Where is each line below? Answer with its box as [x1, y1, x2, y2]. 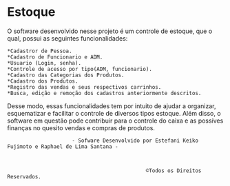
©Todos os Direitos [145, 167, 202, 174]
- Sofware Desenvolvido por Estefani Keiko [72, 137, 198, 144]
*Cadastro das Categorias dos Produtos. [7, 72, 125, 79]
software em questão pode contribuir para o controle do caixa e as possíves [7, 116, 224, 125]
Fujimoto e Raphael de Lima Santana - [7, 143, 118, 150]
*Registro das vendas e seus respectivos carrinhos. [7, 83, 162, 90]
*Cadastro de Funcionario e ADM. [7, 53, 103, 61]
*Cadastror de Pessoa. [7, 48, 72, 54]
